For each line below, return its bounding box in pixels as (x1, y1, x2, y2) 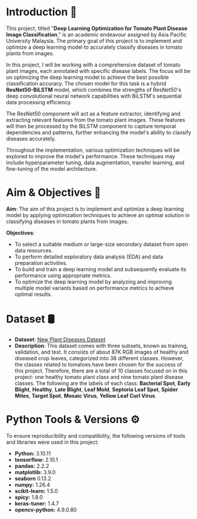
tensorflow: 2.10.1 (14, 456, 58, 463)
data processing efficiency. (6, 98, 72, 105)
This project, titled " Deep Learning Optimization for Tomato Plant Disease (6, 25, 188, 32)
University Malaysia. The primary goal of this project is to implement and (6, 37, 182, 44)
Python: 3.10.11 (14, 450, 51, 457)
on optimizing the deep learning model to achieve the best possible (6, 74, 169, 81)
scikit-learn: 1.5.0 (14, 487, 58, 494)
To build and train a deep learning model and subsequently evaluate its (14, 265, 187, 272)
